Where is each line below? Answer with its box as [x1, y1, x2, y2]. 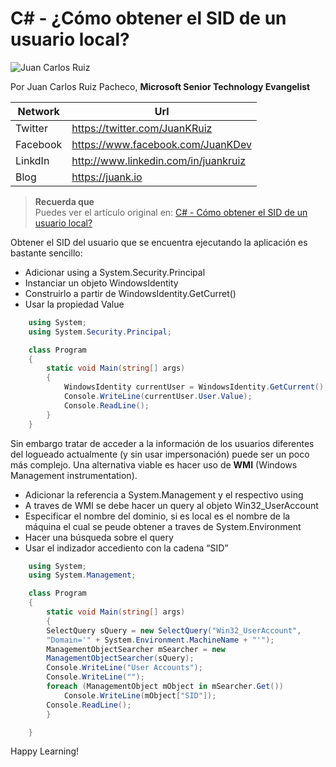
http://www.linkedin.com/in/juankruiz [71, 153, 247, 167]
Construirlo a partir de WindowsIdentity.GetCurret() [24, 287, 237, 299]
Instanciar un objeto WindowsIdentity [24, 277, 179, 289]
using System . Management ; [28, 570, 137, 581]
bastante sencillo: [10, 247, 83, 259]
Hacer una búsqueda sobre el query [24, 531, 174, 543]
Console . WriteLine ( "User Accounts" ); [46, 663, 203, 673]
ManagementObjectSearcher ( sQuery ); [46, 653, 195, 664]
